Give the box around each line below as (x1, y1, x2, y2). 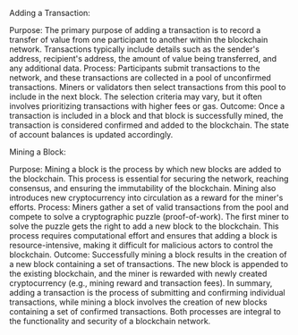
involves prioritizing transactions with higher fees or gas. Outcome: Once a (9, 101, 285, 111)
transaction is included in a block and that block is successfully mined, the (9, 111, 284, 121)
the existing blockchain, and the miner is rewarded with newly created (9, 268, 268, 279)
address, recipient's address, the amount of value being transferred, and (9, 54, 277, 63)
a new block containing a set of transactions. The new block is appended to (9, 259, 289, 269)
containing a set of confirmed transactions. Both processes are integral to (9, 306, 282, 316)
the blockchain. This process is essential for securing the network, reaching (9, 173, 289, 184)
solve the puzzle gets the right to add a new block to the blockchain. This (9, 221, 279, 231)
